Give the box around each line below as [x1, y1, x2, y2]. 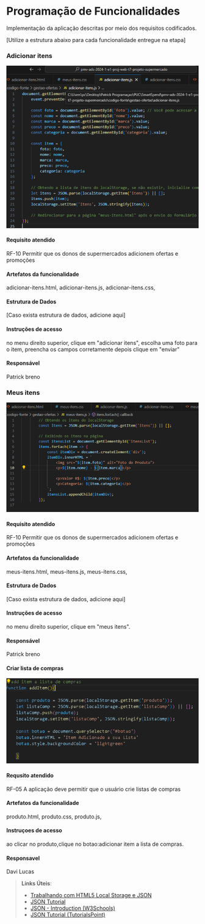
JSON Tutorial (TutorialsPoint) [30, 911, 106, 919]
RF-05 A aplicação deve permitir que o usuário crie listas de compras [6, 785, 181, 793]
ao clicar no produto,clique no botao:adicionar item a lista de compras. [6, 840, 184, 848]
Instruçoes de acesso [6, 827, 62, 834]
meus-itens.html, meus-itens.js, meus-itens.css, [6, 568, 128, 575]
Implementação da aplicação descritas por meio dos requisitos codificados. [6, 24, 197, 32]
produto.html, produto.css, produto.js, [6, 813, 102, 820]
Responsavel [6, 854, 40, 862]
